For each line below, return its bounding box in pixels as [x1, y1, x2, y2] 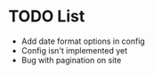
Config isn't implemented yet [20, 45, 128, 55]
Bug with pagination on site [20, 54, 122, 65]
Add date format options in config [20, 36, 146, 46]
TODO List [8, 6, 85, 27]
